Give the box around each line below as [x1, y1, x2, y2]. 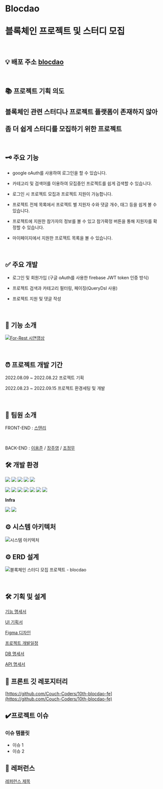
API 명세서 [5, 661, 26, 667]
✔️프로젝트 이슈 [5, 712, 49, 720]
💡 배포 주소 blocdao [5, 58, 64, 66]
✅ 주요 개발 [5, 261, 38, 269]
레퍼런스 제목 [5, 778, 31, 784]
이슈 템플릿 [5, 730, 30, 736]
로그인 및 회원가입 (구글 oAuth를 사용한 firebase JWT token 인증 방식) [12, 275, 149, 281]
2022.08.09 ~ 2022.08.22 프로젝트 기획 [5, 375, 84, 381]
